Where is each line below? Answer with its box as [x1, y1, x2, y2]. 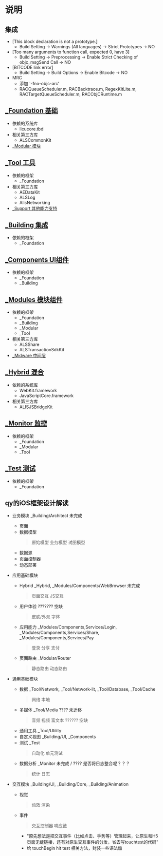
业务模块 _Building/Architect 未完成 [12, 513, 83, 519]
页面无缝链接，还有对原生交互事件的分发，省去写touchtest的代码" [26, 839, 159, 845]
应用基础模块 [12, 572, 38, 578]
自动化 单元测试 [31, 750, 63, 756]
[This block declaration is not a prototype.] [12, 38, 98, 44]
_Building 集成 [5, 221, 49, 229]
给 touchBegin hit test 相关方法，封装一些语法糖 [26, 845, 123, 851]
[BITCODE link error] [12, 64, 54, 70]
